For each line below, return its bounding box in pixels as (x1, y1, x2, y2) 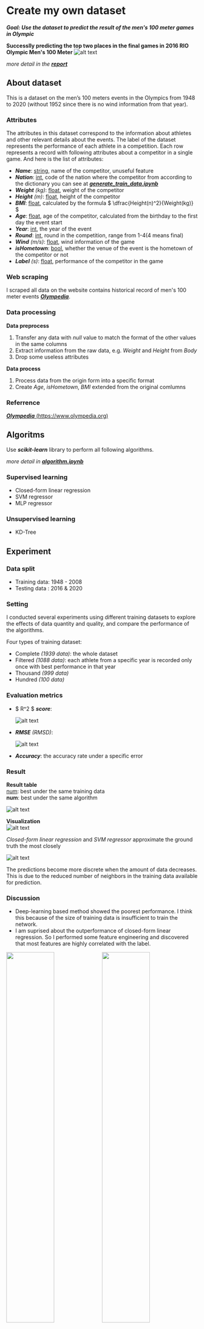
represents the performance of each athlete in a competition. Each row (6, 142, 184, 150)
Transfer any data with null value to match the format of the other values (15, 334, 196, 341)
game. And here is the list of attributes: (6, 156, 104, 163)
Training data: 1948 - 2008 (15, 578, 83, 585)
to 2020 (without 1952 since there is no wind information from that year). (6, 100, 188, 108)
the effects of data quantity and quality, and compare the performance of (6, 620, 189, 627)
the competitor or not (15, 251, 69, 258)
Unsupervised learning (6, 514, 76, 523)
